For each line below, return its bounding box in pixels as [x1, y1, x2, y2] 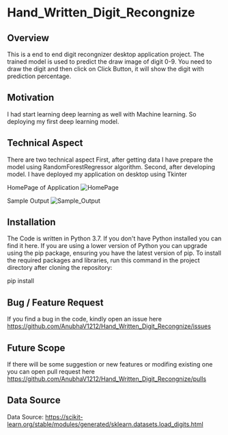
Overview [7, 32, 50, 44]
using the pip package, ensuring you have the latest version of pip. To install [7, 249, 222, 258]
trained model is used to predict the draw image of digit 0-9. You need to [7, 58, 212, 66]
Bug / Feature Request [7, 297, 104, 308]
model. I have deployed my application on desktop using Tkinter [7, 170, 188, 178]
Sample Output [7, 197, 50, 205]
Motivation [7, 92, 55, 103]
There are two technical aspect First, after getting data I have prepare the [7, 156, 214, 164]
